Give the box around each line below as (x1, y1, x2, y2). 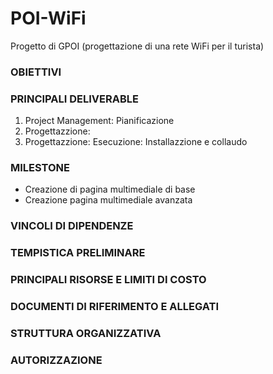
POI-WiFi (10, 7, 87, 30)
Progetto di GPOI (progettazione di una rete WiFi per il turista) (10, 40, 265, 52)
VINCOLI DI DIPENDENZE (10, 219, 134, 233)
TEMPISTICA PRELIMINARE (10, 246, 146, 260)
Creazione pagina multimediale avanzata (24, 194, 193, 206)
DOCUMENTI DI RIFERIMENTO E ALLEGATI (10, 300, 220, 314)
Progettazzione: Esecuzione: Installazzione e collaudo (24, 136, 248, 148)
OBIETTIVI (10, 65, 62, 79)
